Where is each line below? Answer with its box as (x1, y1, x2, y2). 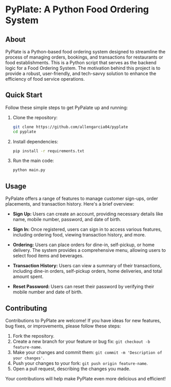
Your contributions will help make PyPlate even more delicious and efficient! (5, 375, 166, 381)
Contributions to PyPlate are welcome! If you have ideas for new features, (5, 317, 161, 323)
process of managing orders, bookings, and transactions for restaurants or (5, 54, 163, 60)
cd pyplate (12, 129, 36, 134)
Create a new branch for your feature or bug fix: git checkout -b (12, 338, 150, 344)
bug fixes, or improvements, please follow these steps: (5, 323, 121, 329)
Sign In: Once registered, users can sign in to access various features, (12, 226, 162, 232)
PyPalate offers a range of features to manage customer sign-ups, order (5, 195, 158, 201)
